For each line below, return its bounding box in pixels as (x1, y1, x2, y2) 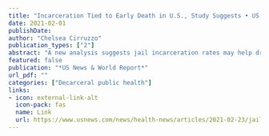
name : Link (15, 109, 52, 117)
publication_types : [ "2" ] (8, 42, 94, 50)
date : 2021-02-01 (8, 19, 66, 27)
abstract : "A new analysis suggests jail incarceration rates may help (8, 49, 252, 57)
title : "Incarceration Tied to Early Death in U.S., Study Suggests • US (8, 11, 260, 20)
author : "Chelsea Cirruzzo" (8, 34, 102, 42)
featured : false (8, 57, 62, 65)
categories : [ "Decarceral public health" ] (8, 78, 152, 86)
